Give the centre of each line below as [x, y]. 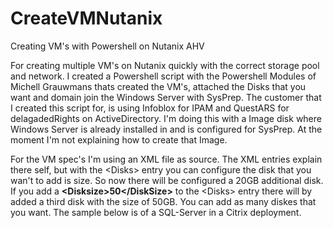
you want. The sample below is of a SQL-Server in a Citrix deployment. [156, 212]
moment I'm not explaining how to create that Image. [119, 139]
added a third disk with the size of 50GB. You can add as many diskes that [163, 201]
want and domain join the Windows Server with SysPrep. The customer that [166, 97]
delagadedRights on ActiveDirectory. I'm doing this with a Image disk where [166, 118]
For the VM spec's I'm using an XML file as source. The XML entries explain [166, 159]
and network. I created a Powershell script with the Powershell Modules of [163, 76]
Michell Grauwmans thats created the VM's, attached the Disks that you [158, 86]
